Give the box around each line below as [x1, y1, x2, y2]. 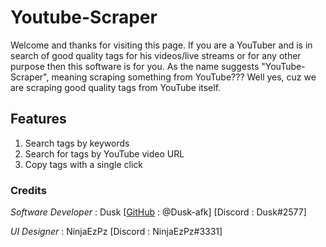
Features [10, 111, 67, 128]
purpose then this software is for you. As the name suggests [10, 60, 260, 72]
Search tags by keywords [24, 137, 130, 149]
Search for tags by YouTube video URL [24, 147, 185, 160]
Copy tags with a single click [24, 158, 143, 170]
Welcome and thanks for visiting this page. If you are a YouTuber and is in [10, 39, 313, 51]
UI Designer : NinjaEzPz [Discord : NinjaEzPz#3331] [10, 226, 223, 238]
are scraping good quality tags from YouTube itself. [10, 81, 222, 93]
